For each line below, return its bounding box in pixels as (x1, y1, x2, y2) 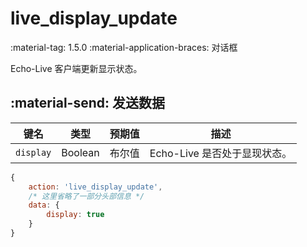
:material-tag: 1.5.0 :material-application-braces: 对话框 (10, 41, 238, 53)
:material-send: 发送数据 (10, 95, 165, 112)
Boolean (61, 145, 100, 159)
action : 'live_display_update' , (28, 182, 163, 192)
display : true (46, 210, 105, 220)
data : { (28, 200, 60, 211)
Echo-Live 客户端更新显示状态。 (10, 62, 143, 74)
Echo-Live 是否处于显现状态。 (149, 146, 293, 160)
